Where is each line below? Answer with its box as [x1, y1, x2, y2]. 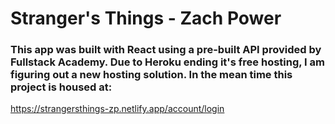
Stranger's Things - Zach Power [10, 7, 282, 30]
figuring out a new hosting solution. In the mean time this [10, 68, 293, 82]
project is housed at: [10, 80, 113, 94]
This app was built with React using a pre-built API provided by [10, 43, 322, 57]
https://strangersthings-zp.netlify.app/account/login [10, 103, 225, 115]
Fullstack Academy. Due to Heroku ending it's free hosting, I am [10, 55, 326, 69]
